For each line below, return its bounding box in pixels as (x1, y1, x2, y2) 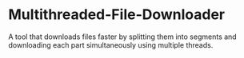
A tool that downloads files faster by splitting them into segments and (8, 32, 238, 41)
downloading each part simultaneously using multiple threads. (8, 40, 214, 49)
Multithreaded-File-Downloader (8, 6, 226, 24)
